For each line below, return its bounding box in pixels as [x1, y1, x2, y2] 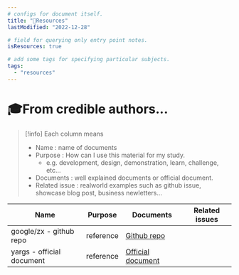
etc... [46, 166, 62, 174]
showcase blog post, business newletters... [35, 188, 162, 197]
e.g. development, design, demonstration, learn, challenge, [46, 158, 219, 167]
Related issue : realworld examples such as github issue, [35, 180, 201, 189]
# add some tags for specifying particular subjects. [7, 56, 171, 63]
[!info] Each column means [24, 129, 104, 138]
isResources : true [7, 43, 62, 50]
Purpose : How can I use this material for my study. [35, 151, 186, 159]
